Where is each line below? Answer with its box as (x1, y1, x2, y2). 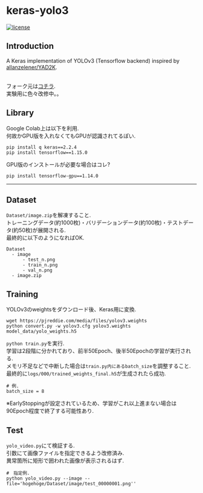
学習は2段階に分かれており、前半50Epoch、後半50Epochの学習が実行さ (6, 348, 186, 355)
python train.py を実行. (6, 340, 65, 347)
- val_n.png (22, 267, 53, 273)
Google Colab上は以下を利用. (6, 124, 79, 132)
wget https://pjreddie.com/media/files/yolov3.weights (6, 318, 147, 324)
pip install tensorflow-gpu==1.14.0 (6, 173, 98, 179)
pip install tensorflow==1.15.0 (6, 149, 88, 156)
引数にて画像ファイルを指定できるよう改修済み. (6, 450, 124, 456)
